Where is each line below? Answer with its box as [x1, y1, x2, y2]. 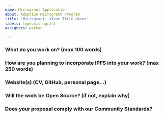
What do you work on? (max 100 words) [5, 46, 102, 53]
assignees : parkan [5, 26, 43, 31]
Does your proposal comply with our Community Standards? [5, 105, 153, 112]
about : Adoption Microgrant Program [5, 12, 80, 17]
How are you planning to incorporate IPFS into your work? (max [5, 59, 159, 66]
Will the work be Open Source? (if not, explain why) [5, 92, 130, 99]
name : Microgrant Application [5, 7, 67, 12]
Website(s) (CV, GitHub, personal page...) [5, 78, 107, 85]
